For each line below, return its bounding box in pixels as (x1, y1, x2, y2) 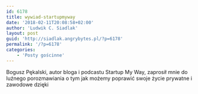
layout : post (6, 31, 39, 36)
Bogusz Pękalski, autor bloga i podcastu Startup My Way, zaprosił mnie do (6, 68, 188, 75)
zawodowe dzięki (6, 80, 49, 88)
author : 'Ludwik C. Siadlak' (6, 25, 78, 31)
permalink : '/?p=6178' (6, 42, 62, 48)
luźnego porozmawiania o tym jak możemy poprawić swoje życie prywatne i (6, 75, 193, 82)
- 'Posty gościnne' (17, 52, 65, 58)
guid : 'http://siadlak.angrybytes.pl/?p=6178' (6, 36, 123, 42)
